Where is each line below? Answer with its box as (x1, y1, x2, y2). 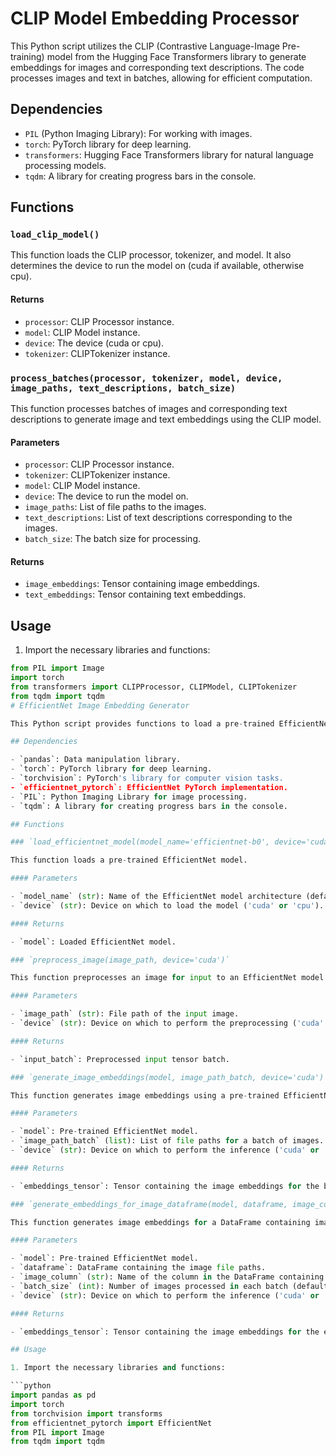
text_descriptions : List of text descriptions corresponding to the (24, 512, 293, 524)
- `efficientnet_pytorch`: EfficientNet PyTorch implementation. (10, 782, 288, 792)
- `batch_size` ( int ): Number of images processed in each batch (10, 1281, 288, 1291)
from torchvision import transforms (10, 1408, 163, 1419)
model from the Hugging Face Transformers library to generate (46, 50, 307, 62)
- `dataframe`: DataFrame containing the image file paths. (10, 1263, 267, 1273)
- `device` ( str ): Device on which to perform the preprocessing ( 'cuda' (10, 1018, 325, 1029)
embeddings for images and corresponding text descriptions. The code (10, 61, 305, 73)
